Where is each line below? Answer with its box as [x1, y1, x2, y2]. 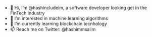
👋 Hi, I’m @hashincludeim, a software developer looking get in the [10, 5, 147, 10]
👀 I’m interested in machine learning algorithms [10, 15, 109, 21]
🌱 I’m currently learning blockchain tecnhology [10, 20, 108, 26]
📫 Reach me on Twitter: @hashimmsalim [10, 26, 96, 32]
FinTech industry [10, 10, 45, 16]
